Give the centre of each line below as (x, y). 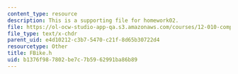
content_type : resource (42, 14)
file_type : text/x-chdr (42, 33)
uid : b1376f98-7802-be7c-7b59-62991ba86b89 (73, 60)
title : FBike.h (30, 54)
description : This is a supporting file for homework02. (93, 20)
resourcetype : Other (38, 47)
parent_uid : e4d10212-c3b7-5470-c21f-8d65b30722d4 (84, 40)
